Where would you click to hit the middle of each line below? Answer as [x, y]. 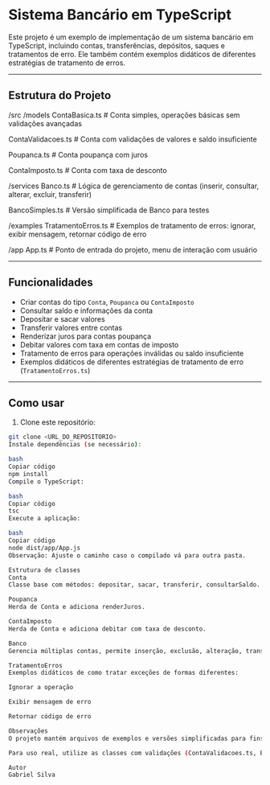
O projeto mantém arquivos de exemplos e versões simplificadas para [127, 738]
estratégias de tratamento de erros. [67, 63]
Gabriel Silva [32, 775]
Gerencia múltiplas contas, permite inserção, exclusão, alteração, [125, 651]
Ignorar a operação [41, 688]
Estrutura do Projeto [60, 95]
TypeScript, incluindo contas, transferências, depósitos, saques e [117, 45]
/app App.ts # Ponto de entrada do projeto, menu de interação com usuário [133, 249]
